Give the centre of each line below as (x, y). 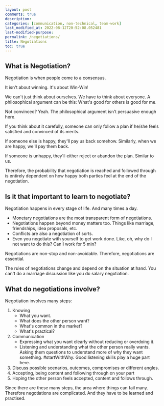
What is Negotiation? (38, 66)
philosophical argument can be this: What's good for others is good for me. (81, 102)
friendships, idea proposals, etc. (45, 229)
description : (18, 19)
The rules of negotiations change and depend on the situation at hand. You (81, 268)
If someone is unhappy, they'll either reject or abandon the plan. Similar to (80, 156)
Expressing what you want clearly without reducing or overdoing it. (87, 342)
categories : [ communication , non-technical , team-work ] (63, 23)
